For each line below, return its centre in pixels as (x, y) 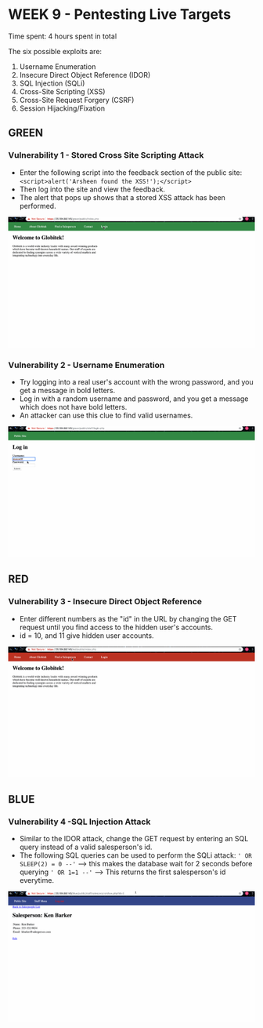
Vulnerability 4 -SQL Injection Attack (79, 822)
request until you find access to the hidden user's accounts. (116, 627)
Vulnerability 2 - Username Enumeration (86, 365)
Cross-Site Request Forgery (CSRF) (77, 100)
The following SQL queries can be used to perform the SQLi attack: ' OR (135, 855)
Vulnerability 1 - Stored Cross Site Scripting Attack (106, 155)
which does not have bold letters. (73, 407)
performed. (38, 206)
